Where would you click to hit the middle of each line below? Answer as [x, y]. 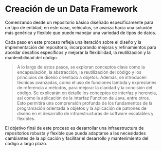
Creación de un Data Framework [71, 9]
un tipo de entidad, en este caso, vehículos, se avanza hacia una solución [79, 27]
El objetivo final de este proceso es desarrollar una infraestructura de [74, 128]
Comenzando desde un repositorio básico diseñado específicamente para [79, 22]
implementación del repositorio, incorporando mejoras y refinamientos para [81, 47]
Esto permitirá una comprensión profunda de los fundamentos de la [85, 103]
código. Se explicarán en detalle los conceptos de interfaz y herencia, [87, 93]
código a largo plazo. [26, 143]
